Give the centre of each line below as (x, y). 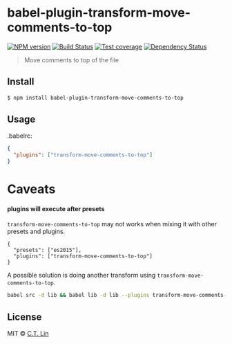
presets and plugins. (36, 232)
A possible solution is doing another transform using (81, 275)
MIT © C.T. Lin (28, 334)
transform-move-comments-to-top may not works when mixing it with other (112, 224)
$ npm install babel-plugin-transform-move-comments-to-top (96, 98)
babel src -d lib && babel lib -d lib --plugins (78, 296)
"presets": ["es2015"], (47, 251)
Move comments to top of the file (71, 60)
